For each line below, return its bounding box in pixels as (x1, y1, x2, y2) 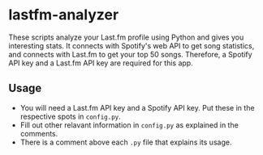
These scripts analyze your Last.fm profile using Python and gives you (8, 32, 244, 42)
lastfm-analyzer (8, 6, 119, 24)
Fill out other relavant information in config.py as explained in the (19, 119, 239, 130)
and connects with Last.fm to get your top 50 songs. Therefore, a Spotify (8, 49, 253, 59)
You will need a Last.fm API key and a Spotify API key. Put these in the (19, 103, 255, 112)
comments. (19, 128, 58, 138)
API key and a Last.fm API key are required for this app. (8, 58, 193, 68)
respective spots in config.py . (19, 111, 121, 121)
